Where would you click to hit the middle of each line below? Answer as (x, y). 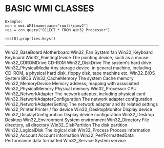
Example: (14, 21)
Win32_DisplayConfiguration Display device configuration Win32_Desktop (80, 114)
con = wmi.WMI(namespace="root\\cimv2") (47, 26)
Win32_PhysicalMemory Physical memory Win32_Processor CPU (71, 88)
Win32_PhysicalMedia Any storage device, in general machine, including (78, 68)
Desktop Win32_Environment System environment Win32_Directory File (77, 120)
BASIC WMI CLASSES (50, 9)
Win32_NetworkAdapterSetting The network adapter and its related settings (82, 104)
